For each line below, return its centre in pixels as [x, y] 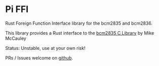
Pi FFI [17, 9]
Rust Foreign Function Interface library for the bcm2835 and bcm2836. [79, 23]
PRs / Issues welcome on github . [39, 58]
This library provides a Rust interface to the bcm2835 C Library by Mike [80, 33]
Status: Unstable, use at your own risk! [45, 48]
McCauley [16, 38]
